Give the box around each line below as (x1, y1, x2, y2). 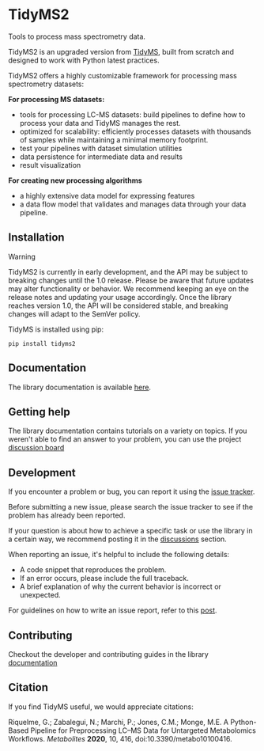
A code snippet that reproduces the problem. (19, 565, 167, 575)
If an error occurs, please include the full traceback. (19, 574, 190, 583)
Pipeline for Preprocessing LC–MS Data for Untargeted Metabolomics (30, 726, 257, 735)
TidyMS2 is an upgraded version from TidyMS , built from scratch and (8, 47, 235, 56)
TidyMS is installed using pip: (8, 324, 104, 334)
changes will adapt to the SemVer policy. (8, 309, 141, 318)
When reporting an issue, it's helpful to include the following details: (8, 550, 230, 559)
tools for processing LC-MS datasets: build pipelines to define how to (19, 109, 246, 119)
